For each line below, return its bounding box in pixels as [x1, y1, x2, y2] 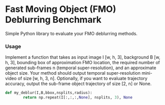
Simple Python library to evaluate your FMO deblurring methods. [5, 30, 138, 36]
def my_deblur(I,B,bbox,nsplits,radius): [5, 91, 93, 96]
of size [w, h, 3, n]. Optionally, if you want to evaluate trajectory [17, 76, 148, 82]
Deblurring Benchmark [5, 14, 102, 25]
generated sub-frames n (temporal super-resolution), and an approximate [5, 65, 157, 71]
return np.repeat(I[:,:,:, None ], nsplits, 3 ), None [23, 95, 133, 100]
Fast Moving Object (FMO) [5, 3, 116, 15]
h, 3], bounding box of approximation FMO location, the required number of [5, 60, 161, 66]
